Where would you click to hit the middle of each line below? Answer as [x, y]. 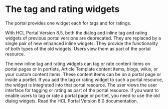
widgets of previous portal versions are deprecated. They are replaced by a [83, 38]
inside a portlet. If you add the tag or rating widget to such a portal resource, [84, 79]
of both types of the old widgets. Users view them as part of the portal [78, 48]
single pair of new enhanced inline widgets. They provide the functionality [82, 43]
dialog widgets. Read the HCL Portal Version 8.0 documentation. [72, 100]
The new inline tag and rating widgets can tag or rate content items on [78, 63]
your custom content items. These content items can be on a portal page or [83, 74]
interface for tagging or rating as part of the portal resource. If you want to [82, 90]
